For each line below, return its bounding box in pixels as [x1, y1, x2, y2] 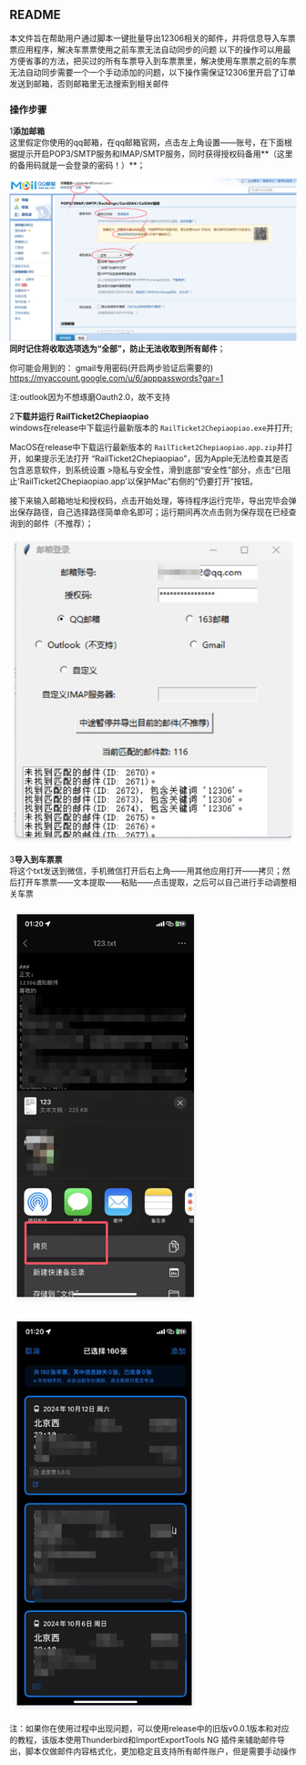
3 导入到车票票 [9, 854, 63, 865]
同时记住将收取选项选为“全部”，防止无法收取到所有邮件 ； [9, 344, 226, 354]
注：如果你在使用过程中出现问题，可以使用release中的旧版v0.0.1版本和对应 [9, 1723, 290, 1734]
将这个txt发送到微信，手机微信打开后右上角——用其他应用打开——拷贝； [9, 866, 283, 877]
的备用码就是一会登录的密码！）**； [9, 159, 146, 171]
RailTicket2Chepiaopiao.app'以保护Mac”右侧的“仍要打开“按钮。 [19, 476, 258, 487]
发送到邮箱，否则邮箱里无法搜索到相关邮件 [9, 77, 169, 89]
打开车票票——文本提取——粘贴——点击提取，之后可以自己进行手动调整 [16, 877, 289, 888]
